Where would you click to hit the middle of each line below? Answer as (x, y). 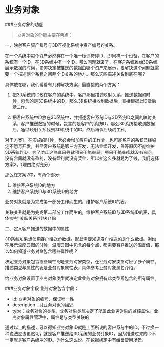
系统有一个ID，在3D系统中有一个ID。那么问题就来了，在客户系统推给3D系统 (81, 62)
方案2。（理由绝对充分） (29, 164)
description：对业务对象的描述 (43, 305)
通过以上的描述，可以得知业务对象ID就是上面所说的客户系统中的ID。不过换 (80, 327)
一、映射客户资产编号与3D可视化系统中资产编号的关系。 (61, 45)
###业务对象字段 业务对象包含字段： (42, 288)
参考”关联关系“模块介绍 (32, 218)
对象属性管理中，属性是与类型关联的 (53, 317)
